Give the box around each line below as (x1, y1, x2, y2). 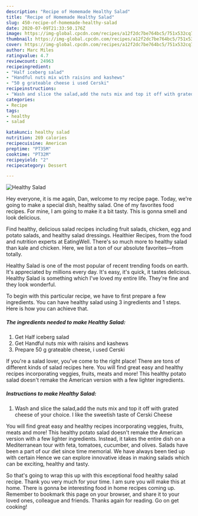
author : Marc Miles (6, 47, 54, 53)
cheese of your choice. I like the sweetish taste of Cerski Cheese (14, 411, 173, 418)
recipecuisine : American (6, 140, 67, 146)
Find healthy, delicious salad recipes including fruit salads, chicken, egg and (6, 225, 192, 233)
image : (6, 31, 22, 37)
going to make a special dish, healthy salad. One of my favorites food (6, 202, 174, 209)
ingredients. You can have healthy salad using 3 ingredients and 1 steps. (6, 299, 181, 306)
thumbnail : (6, 36, 33, 42)
